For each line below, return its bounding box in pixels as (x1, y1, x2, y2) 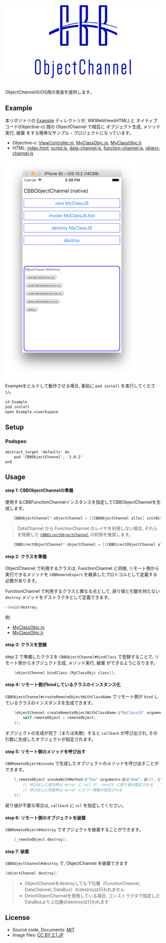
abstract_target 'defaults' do (5, 449, 70, 455)
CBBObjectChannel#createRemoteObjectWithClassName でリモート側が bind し (5, 693, 159, 700)
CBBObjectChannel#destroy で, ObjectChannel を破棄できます (5, 860, 128, 866)
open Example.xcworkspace (5, 410, 58, 415)
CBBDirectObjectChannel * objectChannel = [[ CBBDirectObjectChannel (14, 542, 156, 547)
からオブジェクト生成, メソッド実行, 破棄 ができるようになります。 (22, 660, 158, 665)
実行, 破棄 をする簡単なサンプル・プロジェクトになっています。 (5, 130, 134, 136)
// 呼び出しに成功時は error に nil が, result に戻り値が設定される (23, 782, 153, 788)
